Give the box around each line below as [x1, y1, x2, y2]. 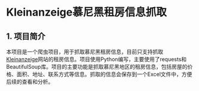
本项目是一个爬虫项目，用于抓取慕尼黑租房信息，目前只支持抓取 [6, 48, 163, 55]
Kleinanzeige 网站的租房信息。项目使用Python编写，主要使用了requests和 [6, 56, 187, 63]
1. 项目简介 [6, 31, 46, 41]
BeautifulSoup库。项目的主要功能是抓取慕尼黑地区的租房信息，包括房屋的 [6, 63, 188, 70]
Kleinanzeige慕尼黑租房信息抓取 [6, 5, 167, 19]
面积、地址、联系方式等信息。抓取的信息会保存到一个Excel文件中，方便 [16, 71, 192, 78]
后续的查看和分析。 [6, 78, 54, 85]
